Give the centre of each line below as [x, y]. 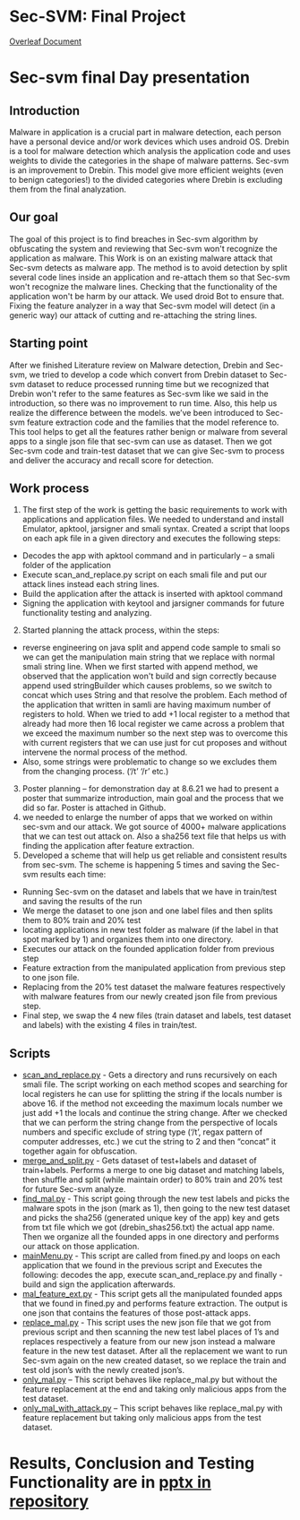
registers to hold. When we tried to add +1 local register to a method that [156, 714]
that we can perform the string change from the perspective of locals [150, 1123]
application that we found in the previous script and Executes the [142, 1265]
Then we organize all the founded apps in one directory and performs [150, 1237]
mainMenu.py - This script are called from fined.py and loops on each [151, 1256]
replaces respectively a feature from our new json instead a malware [149, 1342]
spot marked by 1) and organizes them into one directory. [128, 939]
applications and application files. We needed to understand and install [153, 519]
